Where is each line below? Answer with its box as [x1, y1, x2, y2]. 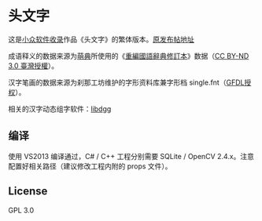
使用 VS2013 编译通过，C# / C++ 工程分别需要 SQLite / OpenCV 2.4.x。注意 [8, 151, 254, 161]
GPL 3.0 [8, 205, 35, 215]
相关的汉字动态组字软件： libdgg [8, 103, 112, 114]
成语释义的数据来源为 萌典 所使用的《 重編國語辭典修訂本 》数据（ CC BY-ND [8, 51, 249, 60]
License [8, 185, 48, 198]
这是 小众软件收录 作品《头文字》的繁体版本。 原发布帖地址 [8, 34, 194, 44]
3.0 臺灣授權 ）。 [8, 60, 59, 71]
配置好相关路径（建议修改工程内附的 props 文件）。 [8, 161, 172, 171]
